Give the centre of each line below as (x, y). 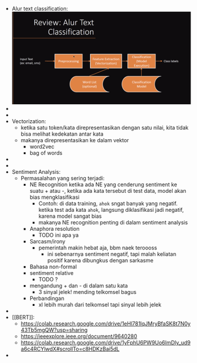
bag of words (46, 153)
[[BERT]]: (23, 317)
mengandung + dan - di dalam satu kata (79, 286)
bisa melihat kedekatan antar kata (62, 134)
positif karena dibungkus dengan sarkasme (100, 261)
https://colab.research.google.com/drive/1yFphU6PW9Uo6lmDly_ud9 (106, 343)
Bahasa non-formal (53, 267)
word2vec (42, 147)
